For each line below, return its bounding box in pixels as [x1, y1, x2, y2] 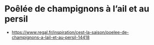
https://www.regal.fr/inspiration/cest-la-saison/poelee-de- [11, 29, 129, 35]
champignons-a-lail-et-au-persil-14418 [11, 34, 90, 40]
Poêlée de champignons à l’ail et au [4, 3, 150, 14]
